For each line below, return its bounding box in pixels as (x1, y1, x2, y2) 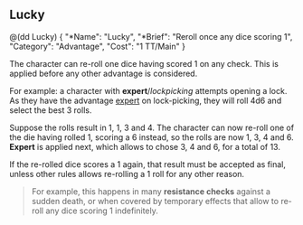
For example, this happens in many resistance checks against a (31, 185, 271, 197)
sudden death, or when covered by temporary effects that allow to (31, 195, 279, 206)
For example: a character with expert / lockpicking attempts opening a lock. (9, 85, 288, 96)
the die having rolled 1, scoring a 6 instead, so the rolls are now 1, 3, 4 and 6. (9, 131, 294, 143)
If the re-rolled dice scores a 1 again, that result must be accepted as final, (9, 158, 287, 170)
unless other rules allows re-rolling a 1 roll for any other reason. (9, 168, 245, 179)
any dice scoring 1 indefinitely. (44, 205, 158, 216)
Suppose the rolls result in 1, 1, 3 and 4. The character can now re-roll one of (9, 122, 295, 133)
